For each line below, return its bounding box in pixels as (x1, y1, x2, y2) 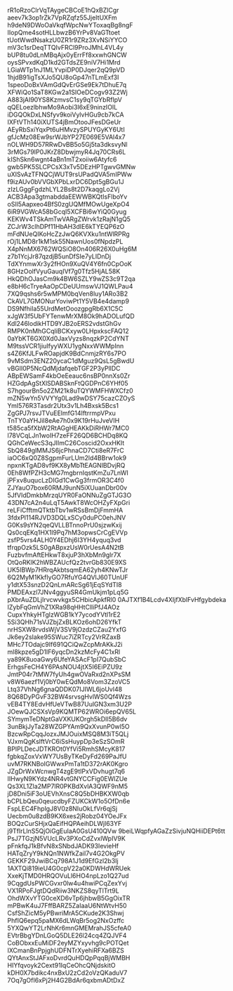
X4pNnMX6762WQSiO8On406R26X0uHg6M (7, 245, 138, 253)
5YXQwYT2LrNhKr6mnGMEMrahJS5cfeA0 (7, 924, 132, 932)
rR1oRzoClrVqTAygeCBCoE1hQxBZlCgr (7, 6, 119, 14)
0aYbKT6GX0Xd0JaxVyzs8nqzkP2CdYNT (7, 334, 130, 343)
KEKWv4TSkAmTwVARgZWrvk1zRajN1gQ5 (7, 215, 131, 223)
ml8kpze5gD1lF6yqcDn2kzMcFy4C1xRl (7, 648, 121, 656)
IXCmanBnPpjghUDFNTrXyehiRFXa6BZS (7, 946, 124, 954)
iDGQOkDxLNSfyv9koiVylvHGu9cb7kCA (7, 110, 124, 119)
